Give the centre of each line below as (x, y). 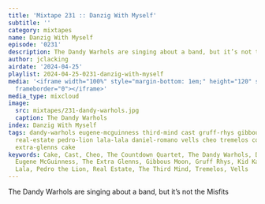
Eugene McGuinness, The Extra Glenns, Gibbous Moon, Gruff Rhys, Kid (132, 162)
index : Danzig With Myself (52, 125)
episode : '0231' (35, 45)
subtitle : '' (30, 23)
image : (19, 103)
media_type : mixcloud (44, 96)
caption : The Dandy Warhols (62, 118)
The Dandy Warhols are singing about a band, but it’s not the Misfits (118, 191)
